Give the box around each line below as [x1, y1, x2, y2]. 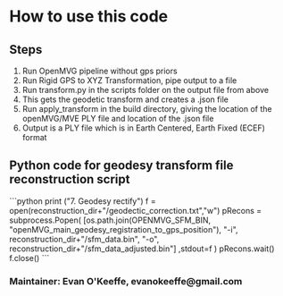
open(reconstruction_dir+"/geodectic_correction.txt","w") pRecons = [9, 205, 262, 216]
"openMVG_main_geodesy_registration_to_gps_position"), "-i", [9, 224, 238, 234]
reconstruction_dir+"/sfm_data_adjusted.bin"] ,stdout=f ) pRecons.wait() [9, 243, 275, 254]
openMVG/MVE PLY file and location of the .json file [21, 114, 214, 123]
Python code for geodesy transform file [9, 158, 234, 173]
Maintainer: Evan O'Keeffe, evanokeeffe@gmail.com [9, 275, 243, 287]
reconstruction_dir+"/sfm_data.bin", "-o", [9, 233, 160, 244]
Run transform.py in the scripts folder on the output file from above [21, 85, 270, 95]
